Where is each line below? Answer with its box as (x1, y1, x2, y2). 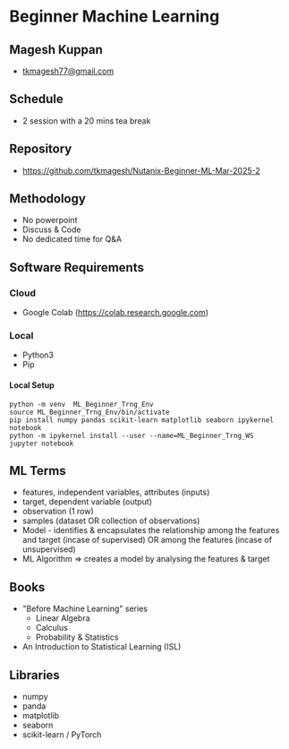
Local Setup (9, 380, 55, 391)
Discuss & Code (21, 224, 81, 235)
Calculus (35, 623, 69, 633)
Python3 (21, 349, 54, 360)
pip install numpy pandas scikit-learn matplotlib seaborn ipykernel (9, 415, 275, 425)
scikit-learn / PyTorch (21, 729, 102, 740)
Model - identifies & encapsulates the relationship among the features (21, 525, 280, 536)
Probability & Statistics (35, 632, 119, 642)
